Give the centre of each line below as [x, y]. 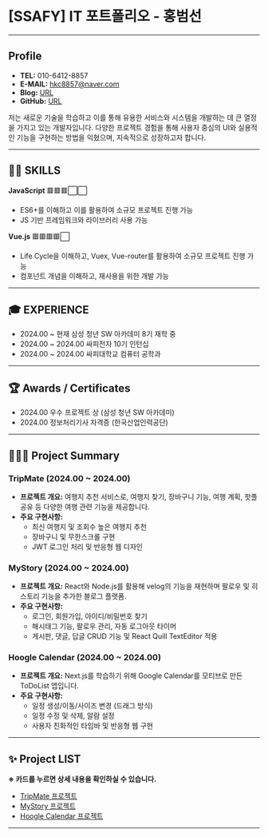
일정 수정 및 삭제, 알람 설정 [73, 715]
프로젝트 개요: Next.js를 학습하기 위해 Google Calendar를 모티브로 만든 [131, 676]
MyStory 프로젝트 [48, 806]
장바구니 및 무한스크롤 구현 [73, 536]
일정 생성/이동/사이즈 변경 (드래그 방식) [92, 706]
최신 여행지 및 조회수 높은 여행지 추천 [89, 526]
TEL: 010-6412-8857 [54, 75]
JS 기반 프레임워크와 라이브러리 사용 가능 [84, 220]
